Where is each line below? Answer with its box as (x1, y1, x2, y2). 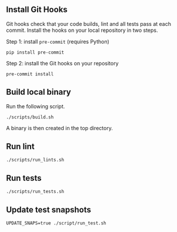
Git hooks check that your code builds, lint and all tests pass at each (6, 20, 172, 27)
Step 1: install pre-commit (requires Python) (6, 38, 110, 45)
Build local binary (6, 87, 72, 97)
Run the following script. (6, 102, 65, 110)
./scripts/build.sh (6, 114, 54, 120)
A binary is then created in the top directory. (6, 124, 113, 131)
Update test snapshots (6, 204, 91, 214)
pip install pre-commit (6, 49, 65, 55)
